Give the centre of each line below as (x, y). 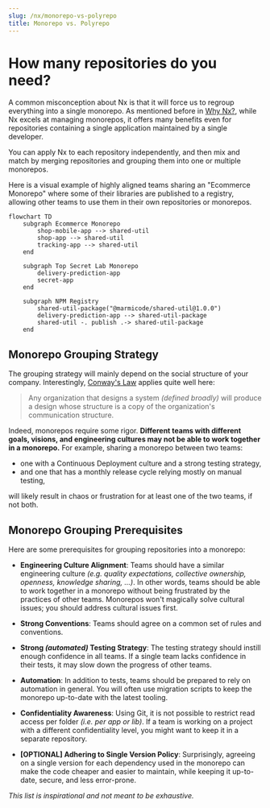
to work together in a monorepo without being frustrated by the (125, 591)
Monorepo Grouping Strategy (83, 354)
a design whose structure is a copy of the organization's (121, 407)
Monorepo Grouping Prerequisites (96, 530)
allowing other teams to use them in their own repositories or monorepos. (130, 202)
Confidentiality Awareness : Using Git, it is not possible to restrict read (137, 713)
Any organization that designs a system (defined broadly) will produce (145, 398)
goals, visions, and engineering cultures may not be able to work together (134, 439)
